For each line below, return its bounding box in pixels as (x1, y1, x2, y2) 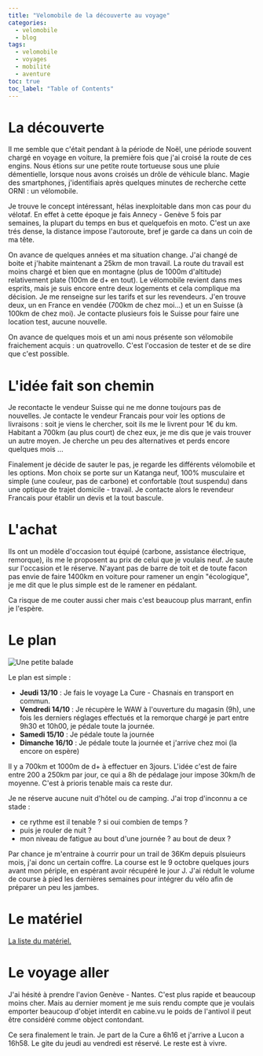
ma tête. (8, 235, 35, 245)
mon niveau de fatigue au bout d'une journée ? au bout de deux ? (19, 834, 232, 844)
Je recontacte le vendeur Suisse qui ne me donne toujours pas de (8, 403, 221, 412)
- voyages (15, 56, 47, 64)
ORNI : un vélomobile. (8, 186, 79, 196)
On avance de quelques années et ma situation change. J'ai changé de (8, 250, 238, 260)
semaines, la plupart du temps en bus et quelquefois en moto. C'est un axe (8, 218, 250, 228)
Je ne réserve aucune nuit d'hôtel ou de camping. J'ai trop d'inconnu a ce (8, 794, 247, 803)
